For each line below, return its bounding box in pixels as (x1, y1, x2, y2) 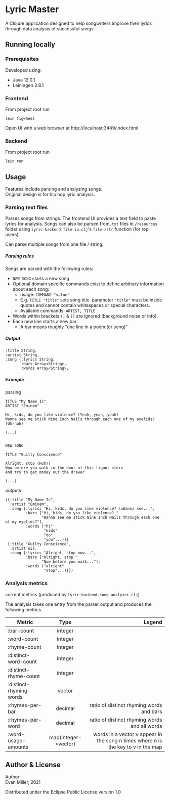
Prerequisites (5, 56, 39, 63)
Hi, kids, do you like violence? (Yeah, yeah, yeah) (5, 412, 119, 418)
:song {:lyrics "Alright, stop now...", (10, 550, 96, 556)
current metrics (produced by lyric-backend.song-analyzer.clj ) (5, 591, 140, 597)
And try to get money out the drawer (5, 470, 85, 475)
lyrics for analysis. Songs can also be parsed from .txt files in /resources (5, 221, 158, 227)
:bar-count (8, 627, 34, 634)
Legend (143, 618, 162, 626)
